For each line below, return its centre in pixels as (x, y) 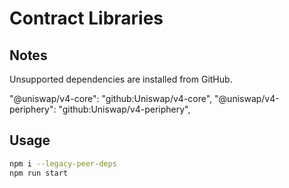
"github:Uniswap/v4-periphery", (124, 109)
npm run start (39, 173)
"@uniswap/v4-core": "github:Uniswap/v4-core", (111, 98)
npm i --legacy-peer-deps (63, 163)
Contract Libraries (86, 18)
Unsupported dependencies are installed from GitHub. (121, 79)
